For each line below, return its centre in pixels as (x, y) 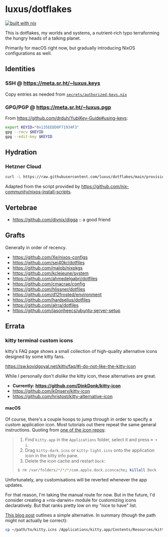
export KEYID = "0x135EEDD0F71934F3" (42, 127)
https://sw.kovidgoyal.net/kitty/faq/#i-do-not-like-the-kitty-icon (70, 367)
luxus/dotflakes (38, 9)
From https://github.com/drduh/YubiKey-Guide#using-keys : (67, 118)
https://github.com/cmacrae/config (49, 284)
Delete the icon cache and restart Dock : (65, 461)
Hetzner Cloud (23, 166)
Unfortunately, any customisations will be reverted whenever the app (76, 479)
